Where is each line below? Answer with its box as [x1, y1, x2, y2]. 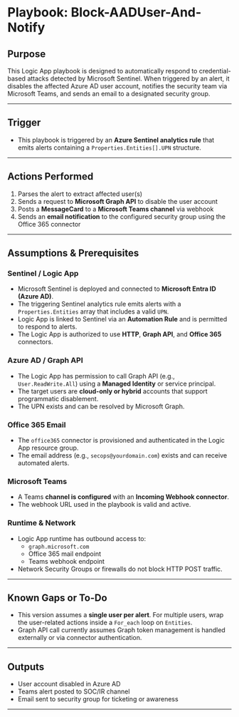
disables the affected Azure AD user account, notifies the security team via [7, 82, 228, 90]
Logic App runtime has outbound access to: [17, 534, 147, 542]
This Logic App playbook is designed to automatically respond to [7, 67, 198, 75]
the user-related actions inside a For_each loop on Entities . [17, 618, 193, 627]
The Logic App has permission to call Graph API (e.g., [17, 371, 176, 380]
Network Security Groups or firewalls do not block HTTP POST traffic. [17, 564, 223, 573]
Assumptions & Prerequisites [7, 247, 139, 259]
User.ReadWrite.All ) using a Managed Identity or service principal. [17, 379, 216, 388]
